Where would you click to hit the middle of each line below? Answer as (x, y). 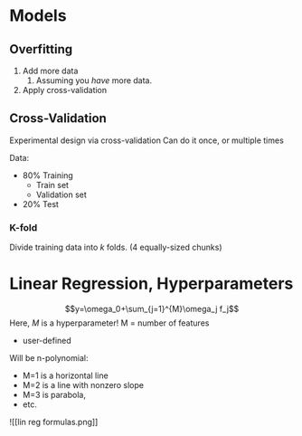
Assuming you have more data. (94, 81)
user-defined (47, 341)
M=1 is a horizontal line (65, 375)
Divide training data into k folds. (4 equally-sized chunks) (116, 247)
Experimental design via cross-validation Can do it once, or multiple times (147, 140)
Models (38, 16)
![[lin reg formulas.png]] (54, 422)
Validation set (61, 194)
